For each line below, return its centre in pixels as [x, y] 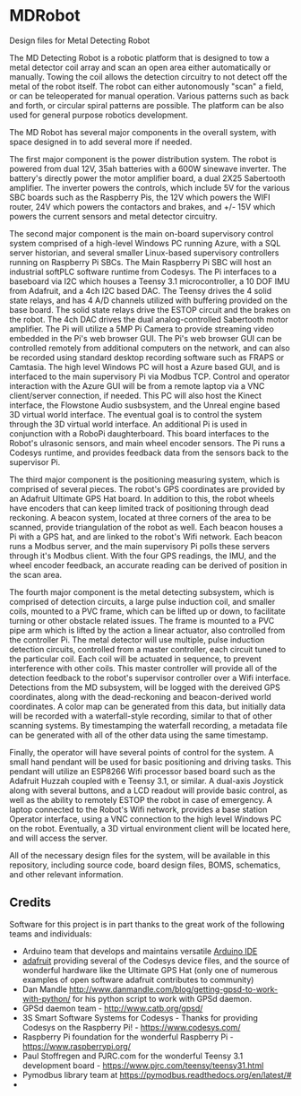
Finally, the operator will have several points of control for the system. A [142, 752]
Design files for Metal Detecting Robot [80, 40]
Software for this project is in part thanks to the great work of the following [147, 924]
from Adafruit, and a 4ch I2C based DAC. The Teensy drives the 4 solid [141, 290]
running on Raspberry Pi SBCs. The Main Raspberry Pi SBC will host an [140, 262]
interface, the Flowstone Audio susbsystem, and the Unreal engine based [145, 405]
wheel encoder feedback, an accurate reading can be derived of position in [149, 565]
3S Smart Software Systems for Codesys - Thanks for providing [140, 1017]
